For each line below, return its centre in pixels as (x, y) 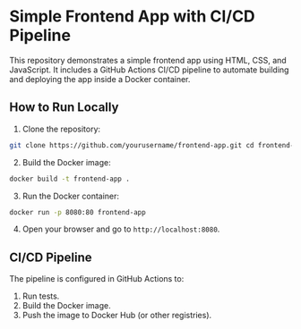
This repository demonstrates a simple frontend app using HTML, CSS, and (148, 60)
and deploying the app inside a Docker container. (100, 79)
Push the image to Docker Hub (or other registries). (117, 316)
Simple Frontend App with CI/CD (132, 17)
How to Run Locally (64, 108)
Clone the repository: (61, 129)
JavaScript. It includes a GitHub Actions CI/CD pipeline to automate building (149, 70)
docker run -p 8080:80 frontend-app (77, 212)
